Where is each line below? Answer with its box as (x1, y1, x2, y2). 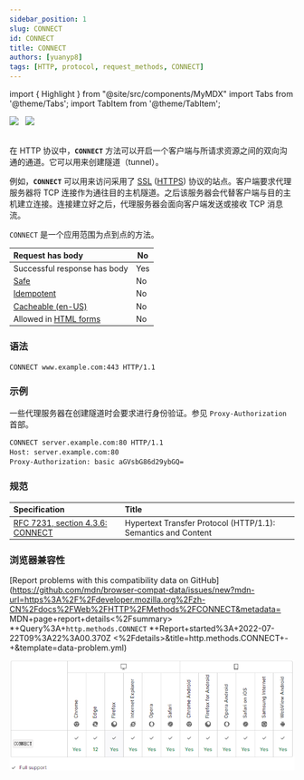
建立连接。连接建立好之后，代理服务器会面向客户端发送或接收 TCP (16, 199, 265, 209)
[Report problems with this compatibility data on (9, 575, 189, 586)
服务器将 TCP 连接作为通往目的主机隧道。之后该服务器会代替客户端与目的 (9, 187, 283, 198)
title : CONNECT (9, 44, 67, 53)
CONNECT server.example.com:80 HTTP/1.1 (9, 438, 165, 447)
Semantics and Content (124, 527, 213, 538)
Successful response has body (13, 263, 128, 274)
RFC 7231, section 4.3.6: (13, 517, 108, 528)
